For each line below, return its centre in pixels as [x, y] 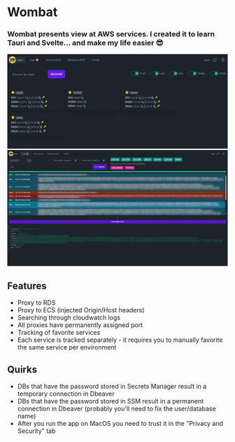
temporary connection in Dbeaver [66, 394]
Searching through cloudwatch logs [69, 318]
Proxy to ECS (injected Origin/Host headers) [81, 310]
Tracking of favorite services [59, 333]
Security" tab [36, 431]
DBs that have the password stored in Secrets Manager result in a [112, 386]
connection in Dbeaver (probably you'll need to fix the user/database [117, 408]
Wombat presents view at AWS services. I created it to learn [111, 34]
